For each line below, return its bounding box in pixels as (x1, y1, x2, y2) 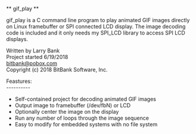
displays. (6, 36, 29, 42)
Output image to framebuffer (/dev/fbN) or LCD (14, 102, 131, 109)
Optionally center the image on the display (14, 108, 119, 115)
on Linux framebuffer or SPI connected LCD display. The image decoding (6, 23, 186, 30)
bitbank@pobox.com (6, 60, 58, 67)
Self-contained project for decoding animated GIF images (14, 95, 157, 102)
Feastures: (6, 77, 32, 85)
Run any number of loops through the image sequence (14, 114, 149, 121)
